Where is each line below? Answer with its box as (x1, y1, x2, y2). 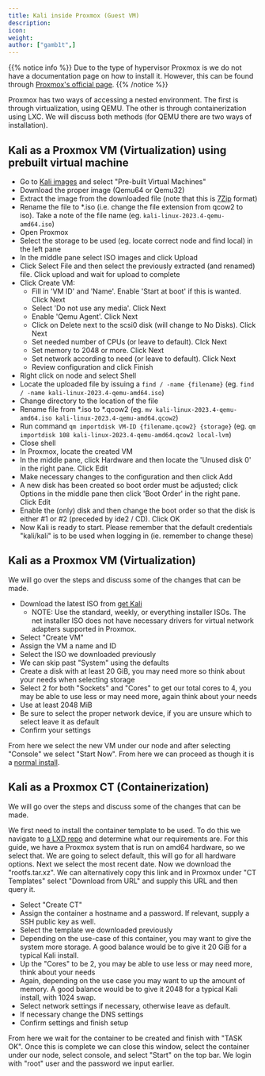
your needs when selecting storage (19, 674, 135, 684)
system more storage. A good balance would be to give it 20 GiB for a (19, 942, 248, 951)
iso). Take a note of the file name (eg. (19, 210, 142, 220)
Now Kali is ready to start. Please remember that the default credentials (19, 522, 253, 532)
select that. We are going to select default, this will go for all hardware (8, 851, 236, 860)
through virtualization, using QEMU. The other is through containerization (8, 104, 247, 113)
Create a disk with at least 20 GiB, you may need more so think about (19, 666, 245, 675)
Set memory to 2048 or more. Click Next (31, 345, 165, 355)
